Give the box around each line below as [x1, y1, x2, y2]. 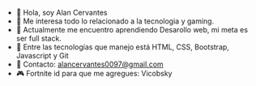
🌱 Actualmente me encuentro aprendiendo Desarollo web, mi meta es [15, 25, 249, 34]
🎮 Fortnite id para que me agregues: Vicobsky [15, 69, 173, 78]
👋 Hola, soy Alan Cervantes [15, 8, 108, 17]
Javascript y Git [15, 51, 69, 60]
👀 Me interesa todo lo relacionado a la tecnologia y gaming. [15, 16, 215, 26]
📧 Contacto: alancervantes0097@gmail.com [15, 59, 164, 69]
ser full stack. [15, 33, 62, 43]
